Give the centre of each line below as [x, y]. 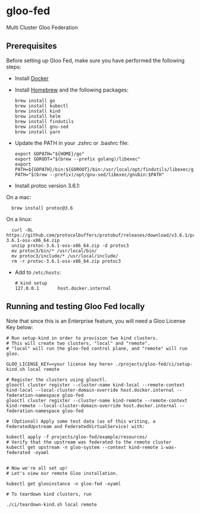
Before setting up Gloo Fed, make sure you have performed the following [96, 60]
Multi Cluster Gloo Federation [42, 27]
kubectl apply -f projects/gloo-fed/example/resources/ [77, 437]
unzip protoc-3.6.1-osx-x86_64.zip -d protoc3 [70, 246]
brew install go [35, 100]
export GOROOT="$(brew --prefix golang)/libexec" [78, 159]
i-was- [169, 447]
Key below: [20, 327]
